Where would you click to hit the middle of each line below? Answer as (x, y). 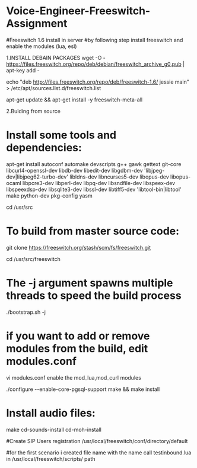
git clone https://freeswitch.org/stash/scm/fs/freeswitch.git (79, 247)
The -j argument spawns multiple (90, 283)
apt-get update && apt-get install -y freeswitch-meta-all (74, 100)
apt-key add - (23, 70)
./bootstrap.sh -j (26, 312)
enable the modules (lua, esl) (42, 46)
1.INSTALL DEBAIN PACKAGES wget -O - (56, 58)
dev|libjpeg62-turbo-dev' (37, 177)
